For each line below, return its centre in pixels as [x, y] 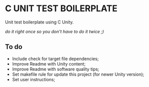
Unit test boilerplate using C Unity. [39, 22]
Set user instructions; [33, 79]
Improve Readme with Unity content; [49, 64]
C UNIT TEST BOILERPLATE [61, 9]
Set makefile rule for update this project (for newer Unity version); [78, 74]
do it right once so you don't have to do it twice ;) [55, 31]
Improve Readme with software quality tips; [56, 69]
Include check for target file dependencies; [55, 59]
